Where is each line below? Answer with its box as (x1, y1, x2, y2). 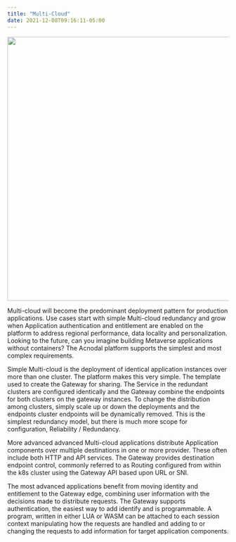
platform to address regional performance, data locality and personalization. (7, 329, 228, 337)
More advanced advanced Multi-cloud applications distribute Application (7, 438, 218, 447)
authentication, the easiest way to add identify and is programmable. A (7, 504, 212, 512)
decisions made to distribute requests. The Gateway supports (7, 497, 186, 505)
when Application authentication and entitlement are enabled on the (7, 321, 204, 329)
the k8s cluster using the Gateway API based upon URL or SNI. (7, 468, 189, 477)
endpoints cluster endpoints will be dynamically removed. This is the (7, 410, 206, 418)
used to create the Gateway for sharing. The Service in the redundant (7, 379, 209, 388)
